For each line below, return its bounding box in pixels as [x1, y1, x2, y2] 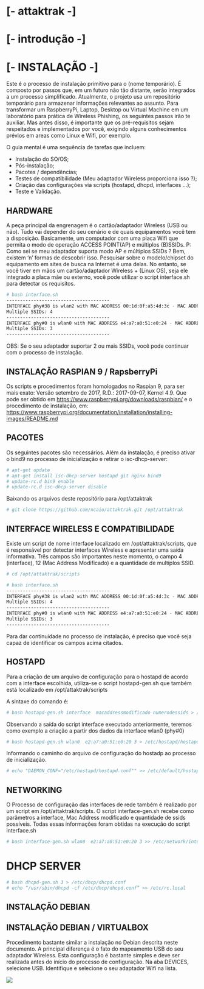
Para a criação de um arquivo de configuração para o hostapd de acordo [6, 673, 189, 680]
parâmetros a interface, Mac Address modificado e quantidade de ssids [6, 814, 186, 822]
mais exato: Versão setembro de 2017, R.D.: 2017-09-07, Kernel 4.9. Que [6, 389, 187, 396]
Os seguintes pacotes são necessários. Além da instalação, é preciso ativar [6, 449, 195, 456]
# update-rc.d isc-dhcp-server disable [6, 484, 107, 490]
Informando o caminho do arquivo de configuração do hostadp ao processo [6, 750, 196, 757]
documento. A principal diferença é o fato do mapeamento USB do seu [6, 945, 184, 952]
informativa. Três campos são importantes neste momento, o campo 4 [6, 552, 182, 560]
